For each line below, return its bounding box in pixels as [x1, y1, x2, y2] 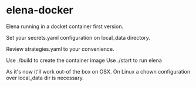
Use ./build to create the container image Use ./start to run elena [6, 57, 163, 64]
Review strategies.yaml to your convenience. [6, 45, 114, 53]
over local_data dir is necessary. [6, 74, 84, 81]
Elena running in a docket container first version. [6, 23, 124, 30]
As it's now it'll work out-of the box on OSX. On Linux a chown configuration [6, 68, 191, 75]
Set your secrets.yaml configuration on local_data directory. [6, 34, 151, 41]
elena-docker [6, 4, 73, 17]
